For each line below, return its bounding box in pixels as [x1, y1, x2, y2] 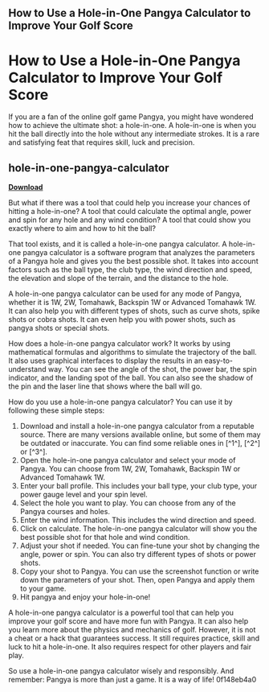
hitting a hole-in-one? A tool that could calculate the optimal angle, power [8, 207, 251, 216]
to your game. [19, 583, 67, 594]
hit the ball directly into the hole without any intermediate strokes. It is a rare [8, 129, 259, 139]
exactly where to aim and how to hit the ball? [8, 224, 157, 233]
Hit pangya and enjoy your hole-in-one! [19, 592, 151, 602]
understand [8, 365, 47, 374]
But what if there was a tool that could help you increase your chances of [8, 198, 251, 208]
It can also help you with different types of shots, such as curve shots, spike [8, 306, 260, 316]
